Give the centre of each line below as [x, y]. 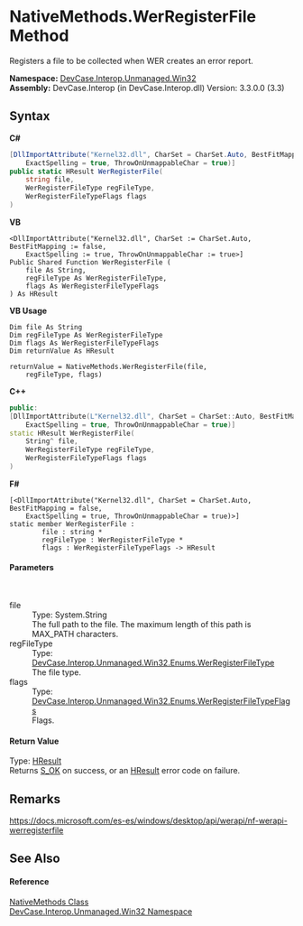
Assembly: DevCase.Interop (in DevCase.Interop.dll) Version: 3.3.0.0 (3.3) [147, 88]
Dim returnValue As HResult [62, 351]
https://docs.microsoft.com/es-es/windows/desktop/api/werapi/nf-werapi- [149, 821]
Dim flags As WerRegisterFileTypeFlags [84, 343]
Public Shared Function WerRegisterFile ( [90, 262]
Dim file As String [46, 327]
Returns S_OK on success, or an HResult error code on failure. [125, 771]
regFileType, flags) [64, 375]
